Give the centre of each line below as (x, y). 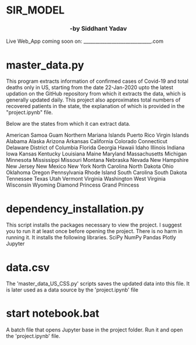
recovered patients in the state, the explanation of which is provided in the (95, 106)
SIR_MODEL (35, 10)
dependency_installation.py (75, 209)
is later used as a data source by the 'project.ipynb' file (72, 290)
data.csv (28, 267)
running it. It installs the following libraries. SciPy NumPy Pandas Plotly (91, 238)
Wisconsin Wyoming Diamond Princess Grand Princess (73, 185)
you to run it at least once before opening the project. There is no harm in (94, 231)
